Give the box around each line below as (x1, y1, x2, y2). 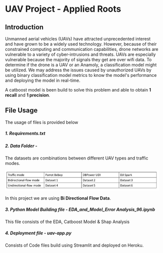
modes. (5, 161, 20, 166)
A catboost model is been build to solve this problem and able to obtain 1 (5, 87, 151, 92)
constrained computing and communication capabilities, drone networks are (5, 46, 159, 52)
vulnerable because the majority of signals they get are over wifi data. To (5, 57, 152, 62)
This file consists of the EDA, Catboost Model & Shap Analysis (5, 219, 130, 225)
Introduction (5, 23, 44, 31)
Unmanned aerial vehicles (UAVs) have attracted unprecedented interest (5, 36, 151, 42)
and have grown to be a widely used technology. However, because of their (5, 41, 157, 47)
